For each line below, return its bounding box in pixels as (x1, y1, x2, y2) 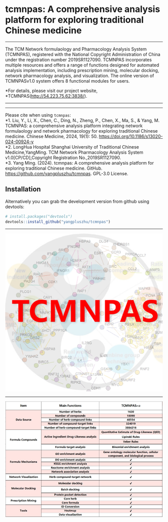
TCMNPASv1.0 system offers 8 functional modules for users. (5, 78, 130, 84)
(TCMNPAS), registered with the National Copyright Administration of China (5, 51, 161, 57)
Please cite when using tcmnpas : (5, 112, 71, 118)
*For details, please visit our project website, (5, 88, 98, 94)
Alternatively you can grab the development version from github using (5, 198, 149, 204)
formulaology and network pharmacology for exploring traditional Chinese (5, 128, 158, 134)
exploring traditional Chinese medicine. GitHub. (5, 165, 102, 171)
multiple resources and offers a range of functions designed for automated (5, 62, 159, 68)
